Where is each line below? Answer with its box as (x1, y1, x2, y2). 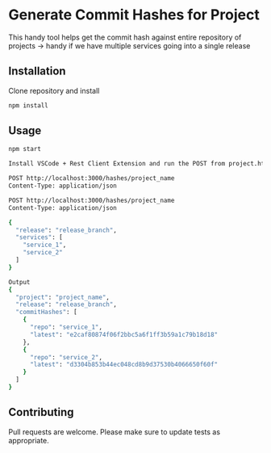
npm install (8, 101, 48, 110)
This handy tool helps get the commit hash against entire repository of (8, 32, 242, 42)
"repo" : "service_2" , (29, 353, 103, 361)
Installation (8, 65, 66, 78)
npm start (8, 145, 42, 153)
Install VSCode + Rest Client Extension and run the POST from (8, 160, 226, 168)
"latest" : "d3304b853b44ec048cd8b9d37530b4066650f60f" (29, 361, 219, 369)
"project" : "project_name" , (15, 293, 110, 301)
